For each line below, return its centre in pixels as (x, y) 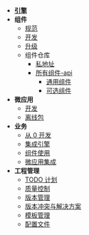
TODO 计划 (41, 179)
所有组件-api (54, 73)
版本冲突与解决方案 (53, 206)
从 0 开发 (38, 135)
